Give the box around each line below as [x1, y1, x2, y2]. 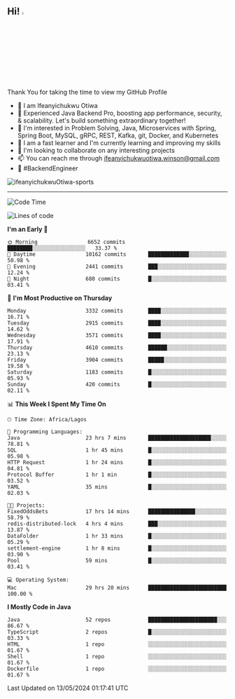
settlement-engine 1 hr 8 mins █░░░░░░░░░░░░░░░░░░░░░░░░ [7, 545, 227, 552]
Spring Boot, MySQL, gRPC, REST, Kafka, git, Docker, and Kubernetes [17, 131, 219, 140]
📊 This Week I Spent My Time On [7, 400, 106, 408]
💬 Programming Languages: [7, 428, 83, 435]
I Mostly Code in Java [7, 602, 71, 611]
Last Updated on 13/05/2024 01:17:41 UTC [7, 684, 129, 692]
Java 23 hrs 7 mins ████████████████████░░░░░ [7, 434, 227, 441]
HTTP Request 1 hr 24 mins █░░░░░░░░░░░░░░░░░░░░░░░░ [7, 459, 227, 466]
